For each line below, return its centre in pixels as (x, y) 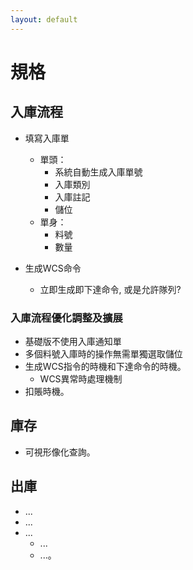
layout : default (44, 19)
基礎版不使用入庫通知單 (73, 341)
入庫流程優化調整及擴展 (66, 318)
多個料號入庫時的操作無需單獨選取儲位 (103, 353)
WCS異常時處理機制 (81, 378)
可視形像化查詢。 (60, 452)
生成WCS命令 (53, 268)
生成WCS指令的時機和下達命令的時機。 (105, 366)
